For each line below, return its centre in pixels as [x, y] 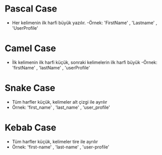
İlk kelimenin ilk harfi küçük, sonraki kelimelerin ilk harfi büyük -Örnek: [85, 62]
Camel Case [30, 49]
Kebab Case [30, 128]
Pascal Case [31, 9]
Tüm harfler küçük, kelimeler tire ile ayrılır [55, 141]
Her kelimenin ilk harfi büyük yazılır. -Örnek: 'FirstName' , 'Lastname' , [85, 23]
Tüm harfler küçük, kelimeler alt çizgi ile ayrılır [60, 102]
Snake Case [30, 88]
